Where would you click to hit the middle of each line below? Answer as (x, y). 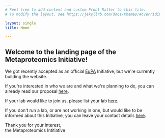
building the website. (26, 77)
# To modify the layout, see (35, 14)
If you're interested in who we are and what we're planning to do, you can (80, 86)
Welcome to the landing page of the (61, 52)
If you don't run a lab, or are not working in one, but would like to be (74, 110)
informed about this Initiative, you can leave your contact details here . (76, 115)
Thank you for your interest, (33, 125)
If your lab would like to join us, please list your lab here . (62, 101)
